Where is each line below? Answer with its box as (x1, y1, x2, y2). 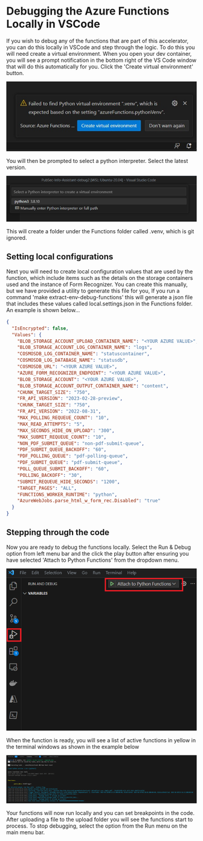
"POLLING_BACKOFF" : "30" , (17, 472, 83, 478)
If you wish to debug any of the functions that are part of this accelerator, (6, 37, 189, 44)
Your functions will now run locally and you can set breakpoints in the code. (6, 809, 195, 816)
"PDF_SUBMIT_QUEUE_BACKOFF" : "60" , (17, 447, 107, 453)
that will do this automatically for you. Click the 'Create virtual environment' (6, 62, 193, 70)
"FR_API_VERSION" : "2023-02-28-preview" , (17, 396, 123, 402)
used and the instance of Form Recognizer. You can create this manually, (6, 281, 188, 288)
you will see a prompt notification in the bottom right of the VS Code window (6, 56, 197, 64)
